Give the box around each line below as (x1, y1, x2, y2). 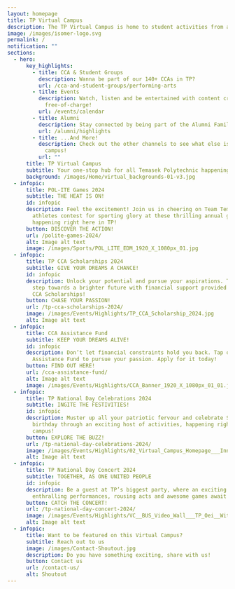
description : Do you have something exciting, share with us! (25, 551, 211, 558)
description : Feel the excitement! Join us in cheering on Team (25, 206, 218, 213)
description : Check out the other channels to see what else (38, 141, 220, 148)
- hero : (13, 56, 36, 63)
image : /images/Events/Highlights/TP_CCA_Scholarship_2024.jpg (25, 310, 215, 318)
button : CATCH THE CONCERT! (25, 499, 108, 506)
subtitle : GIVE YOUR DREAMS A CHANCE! (25, 264, 139, 271)
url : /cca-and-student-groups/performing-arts (38, 82, 177, 89)
